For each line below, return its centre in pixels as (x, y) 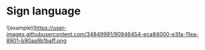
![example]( (21, 28)
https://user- (51, 28)
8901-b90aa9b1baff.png (37, 40)
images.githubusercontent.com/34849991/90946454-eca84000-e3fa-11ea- (103, 34)
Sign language (44, 11)
